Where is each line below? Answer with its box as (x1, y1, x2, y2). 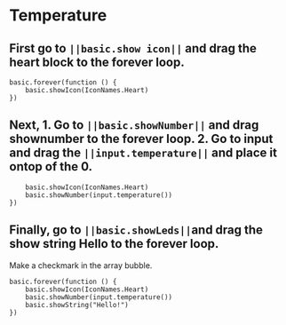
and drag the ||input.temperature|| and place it (9, 146, 278, 161)
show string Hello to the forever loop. (9, 236, 219, 251)
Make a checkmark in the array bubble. (9, 259, 153, 271)
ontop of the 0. (9, 159, 93, 174)
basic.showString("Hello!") (25, 300, 129, 309)
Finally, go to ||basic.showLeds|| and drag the (9, 223, 264, 238)
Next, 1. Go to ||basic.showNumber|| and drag (9, 117, 259, 133)
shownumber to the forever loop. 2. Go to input (9, 131, 274, 147)
